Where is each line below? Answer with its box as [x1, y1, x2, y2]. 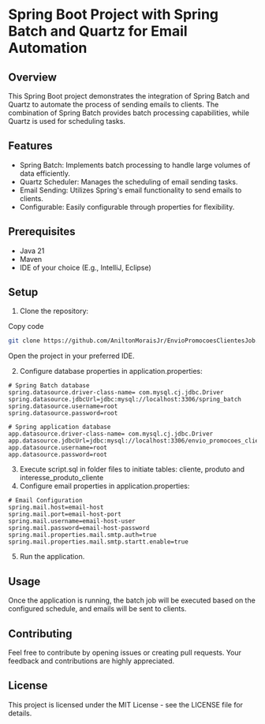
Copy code [8, 322, 44, 331]
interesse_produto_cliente [19, 473, 104, 483]
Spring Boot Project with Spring [8, 6, 219, 24]
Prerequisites [8, 225, 76, 238]
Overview [8, 70, 58, 84]
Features [8, 140, 53, 153]
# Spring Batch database [8, 382, 90, 390]
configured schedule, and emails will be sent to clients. [8, 604, 187, 614]
